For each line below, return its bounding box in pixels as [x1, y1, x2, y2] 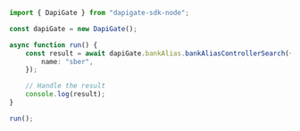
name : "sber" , [41, 57, 94, 66]
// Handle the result [25, 81, 105, 91]
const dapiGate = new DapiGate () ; [9, 24, 138, 33]
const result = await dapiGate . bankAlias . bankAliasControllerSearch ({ [25, 49, 294, 58]
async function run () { [9, 40, 98, 49]
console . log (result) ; [25, 90, 105, 99]
